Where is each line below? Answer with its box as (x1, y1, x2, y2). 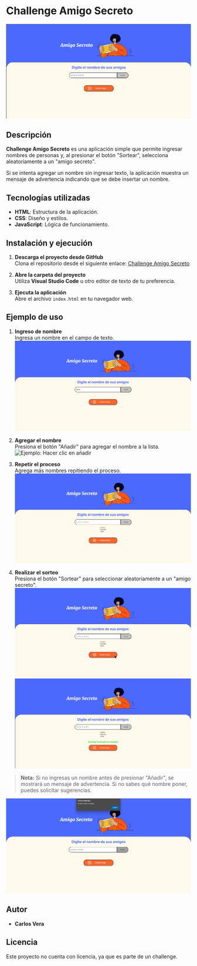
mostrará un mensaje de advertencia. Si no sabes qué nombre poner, (20, 781, 188, 788)
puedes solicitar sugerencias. (20, 787, 92, 794)
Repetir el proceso (14, 460, 60, 467)
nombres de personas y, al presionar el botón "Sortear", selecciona (6, 152, 168, 159)
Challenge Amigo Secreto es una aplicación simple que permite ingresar (6, 145, 183, 152)
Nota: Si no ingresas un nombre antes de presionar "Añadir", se (20, 774, 174, 781)
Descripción (6, 130, 52, 140)
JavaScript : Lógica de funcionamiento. (14, 221, 110, 228)
